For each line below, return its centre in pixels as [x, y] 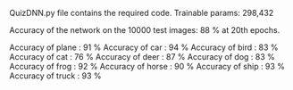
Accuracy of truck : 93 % [55, 76]
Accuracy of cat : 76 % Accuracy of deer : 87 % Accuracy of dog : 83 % [142, 57]
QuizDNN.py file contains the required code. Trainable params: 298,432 [142, 13]
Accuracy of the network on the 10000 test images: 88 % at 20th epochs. [145, 30]
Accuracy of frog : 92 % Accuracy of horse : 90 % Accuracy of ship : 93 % [147, 66]
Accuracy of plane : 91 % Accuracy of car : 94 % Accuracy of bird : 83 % [144, 47]
